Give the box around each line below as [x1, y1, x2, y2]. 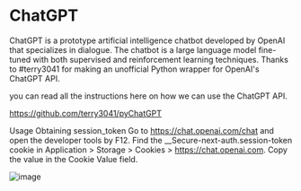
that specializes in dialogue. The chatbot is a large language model [9, 44, 257, 55]
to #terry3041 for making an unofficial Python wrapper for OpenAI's [9, 64, 260, 74]
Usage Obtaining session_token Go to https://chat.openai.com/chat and [9, 125, 274, 135]
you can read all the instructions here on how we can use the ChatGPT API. [9, 91, 288, 101]
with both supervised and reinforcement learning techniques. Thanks [32, 54, 289, 65]
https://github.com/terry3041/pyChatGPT [9, 108, 162, 118]
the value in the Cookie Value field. [9, 153, 138, 164]
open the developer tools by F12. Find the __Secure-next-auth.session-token [9, 135, 293, 145]
